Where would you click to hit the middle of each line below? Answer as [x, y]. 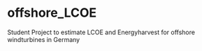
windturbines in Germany [44, 39]
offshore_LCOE [52, 13]
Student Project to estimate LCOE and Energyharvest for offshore [101, 32]
